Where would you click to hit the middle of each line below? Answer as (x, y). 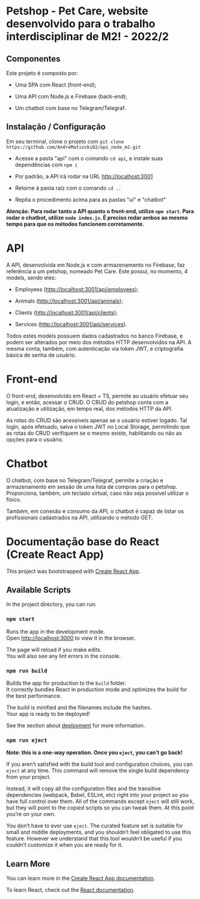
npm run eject (27, 740)
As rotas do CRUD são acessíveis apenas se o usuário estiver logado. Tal (97, 420)
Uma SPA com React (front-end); (56, 85)
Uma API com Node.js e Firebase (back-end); (71, 96)
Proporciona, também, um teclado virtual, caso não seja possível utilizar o (98, 493)
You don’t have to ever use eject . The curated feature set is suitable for (95, 826)
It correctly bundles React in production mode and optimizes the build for (97, 689)
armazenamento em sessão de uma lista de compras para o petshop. (92, 486)
